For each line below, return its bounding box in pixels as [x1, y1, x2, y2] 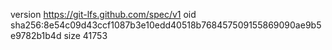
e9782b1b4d [10, 30, 62, 41]
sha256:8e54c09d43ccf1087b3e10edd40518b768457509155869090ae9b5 [10, 19, 322, 31]
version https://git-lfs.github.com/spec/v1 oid [10, 9, 197, 20]
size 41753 [63, 30, 108, 41]
